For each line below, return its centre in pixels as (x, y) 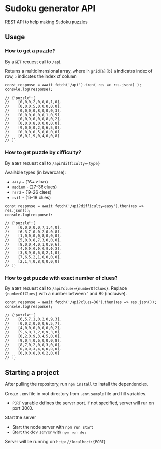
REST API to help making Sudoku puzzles (46, 22)
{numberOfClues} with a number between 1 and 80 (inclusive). (66, 294)
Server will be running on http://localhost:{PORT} (56, 442)
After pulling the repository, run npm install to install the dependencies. (77, 384)
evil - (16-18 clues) (31, 197)
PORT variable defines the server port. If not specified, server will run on (83, 403)
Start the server (21, 417)
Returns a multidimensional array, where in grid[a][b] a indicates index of (79, 71)
